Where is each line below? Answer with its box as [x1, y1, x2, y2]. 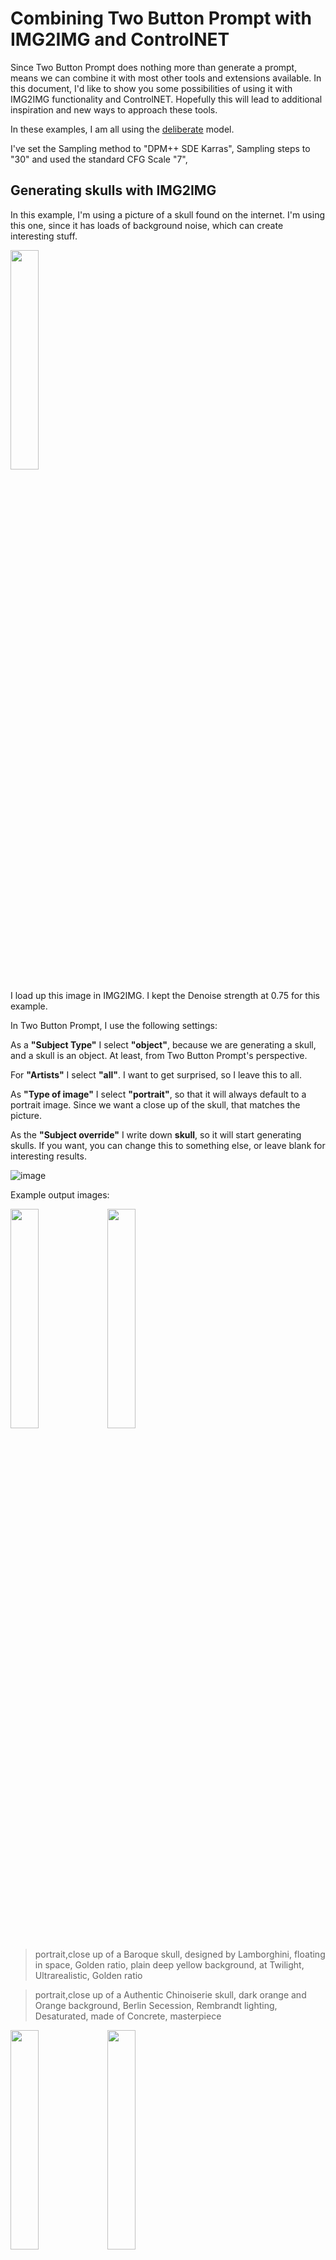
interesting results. [10, 1150, 87, 1162]
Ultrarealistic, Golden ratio [34, 1969, 143, 1981]
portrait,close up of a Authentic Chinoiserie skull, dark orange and [34, 1988, 307, 2001]
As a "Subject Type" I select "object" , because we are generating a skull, [10, 1038, 317, 1051]
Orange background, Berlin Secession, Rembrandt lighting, [34, 1999, 278, 2011]
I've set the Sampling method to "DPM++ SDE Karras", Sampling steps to [10, 142, 311, 154]
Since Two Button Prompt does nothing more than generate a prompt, [10, 61, 298, 73]
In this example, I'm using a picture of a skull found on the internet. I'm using [10, 208, 326, 221]
